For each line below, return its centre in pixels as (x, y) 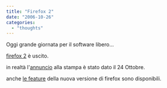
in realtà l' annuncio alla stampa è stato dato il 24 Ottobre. (76, 67)
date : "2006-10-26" (30, 17)
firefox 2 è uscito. (27, 56)
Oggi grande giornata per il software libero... (60, 45)
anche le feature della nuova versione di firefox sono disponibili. (84, 79)
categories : (21, 22)
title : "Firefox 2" (30, 11)
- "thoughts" (27, 28)
